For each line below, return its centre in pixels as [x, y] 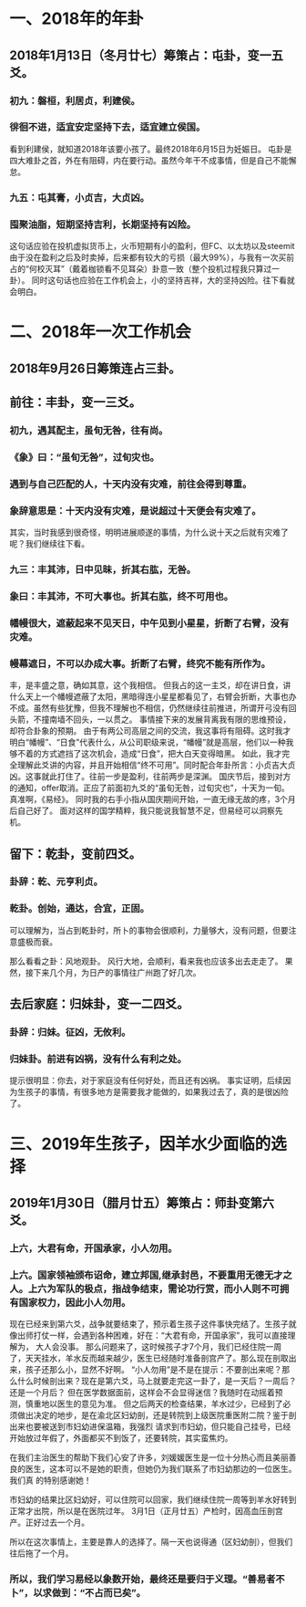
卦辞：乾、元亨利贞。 [56, 882]
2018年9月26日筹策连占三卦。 [95, 368]
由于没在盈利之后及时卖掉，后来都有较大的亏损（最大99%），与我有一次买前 [152, 257]
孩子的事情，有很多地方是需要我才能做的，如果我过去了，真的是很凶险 [157, 1092]
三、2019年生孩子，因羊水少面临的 [140, 1144]
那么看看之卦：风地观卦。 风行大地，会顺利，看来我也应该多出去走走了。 [146, 961]
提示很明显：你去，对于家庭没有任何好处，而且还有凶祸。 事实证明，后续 [146, 1080]
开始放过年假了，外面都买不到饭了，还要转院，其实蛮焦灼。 [121, 1438]
